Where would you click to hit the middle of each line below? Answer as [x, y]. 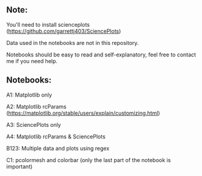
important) [19, 166]
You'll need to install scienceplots [48, 24]
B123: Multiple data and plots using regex [58, 148]
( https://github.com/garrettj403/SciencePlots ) [64, 31]
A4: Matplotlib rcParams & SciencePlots [56, 137]
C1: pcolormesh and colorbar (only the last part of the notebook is [89, 160]
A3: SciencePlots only [34, 124]
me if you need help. [32, 61]
